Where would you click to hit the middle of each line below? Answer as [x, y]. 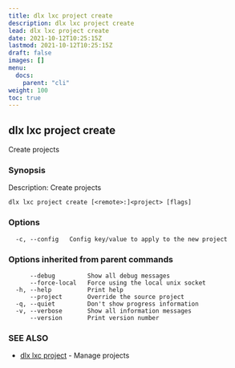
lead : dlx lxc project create [59, 30]
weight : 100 [28, 90]
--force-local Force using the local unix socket [118, 283]
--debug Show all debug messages [100, 276]
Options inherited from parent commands [91, 259]
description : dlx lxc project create [71, 23]
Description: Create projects [55, 188]
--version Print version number [94, 317]
